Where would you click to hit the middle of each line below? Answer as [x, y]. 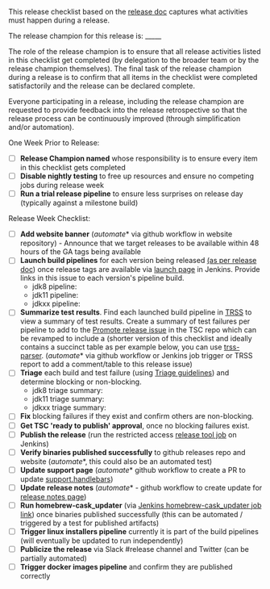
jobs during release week [62, 186]
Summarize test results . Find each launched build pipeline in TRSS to [136, 312]
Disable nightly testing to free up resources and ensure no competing [137, 176]
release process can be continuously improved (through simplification [125, 119]
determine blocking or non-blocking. [81, 382]
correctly [35, 576]
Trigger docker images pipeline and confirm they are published [126, 567]
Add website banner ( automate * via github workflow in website [126, 234]
